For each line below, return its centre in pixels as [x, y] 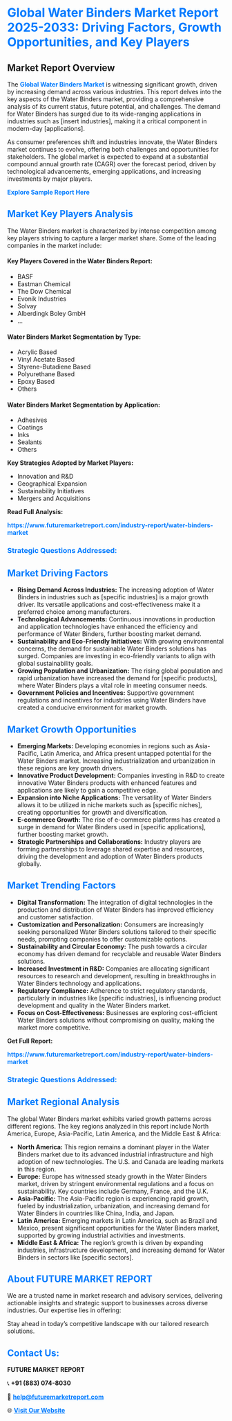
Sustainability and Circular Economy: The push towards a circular [112, 946]
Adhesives [32, 420]
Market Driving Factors [58, 573]
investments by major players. [50, 179]
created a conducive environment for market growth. [92, 707]
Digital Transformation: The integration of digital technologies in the [115, 902]
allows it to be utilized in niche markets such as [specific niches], [109, 804]
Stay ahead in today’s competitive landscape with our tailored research [108, 1324]
